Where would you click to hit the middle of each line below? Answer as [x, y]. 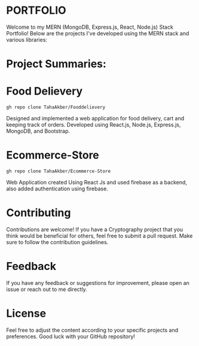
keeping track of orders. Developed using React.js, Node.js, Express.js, [94, 125]
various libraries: [27, 40]
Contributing [39, 213]
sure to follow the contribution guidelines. [57, 242]
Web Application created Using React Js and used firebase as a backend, [97, 182]
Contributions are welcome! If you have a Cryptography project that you [95, 229]
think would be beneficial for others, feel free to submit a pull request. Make [99, 236]
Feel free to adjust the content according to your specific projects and [92, 330]
